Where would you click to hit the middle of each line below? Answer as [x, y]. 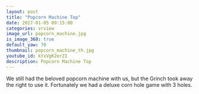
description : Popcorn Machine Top [49, 61]
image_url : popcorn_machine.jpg [46, 34]
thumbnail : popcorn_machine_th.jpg [50, 51]
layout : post [22, 12]
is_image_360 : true [30, 39]
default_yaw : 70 [26, 45]
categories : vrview [30, 28]
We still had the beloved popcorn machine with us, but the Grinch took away [99, 79]
